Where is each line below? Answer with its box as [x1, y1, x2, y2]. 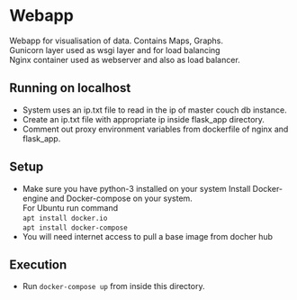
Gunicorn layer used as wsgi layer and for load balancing [9, 44, 220, 55]
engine [22, 193, 49, 204]
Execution [9, 257, 67, 272]
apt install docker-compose [22, 223, 128, 232]
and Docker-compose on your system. [49, 193, 193, 204]
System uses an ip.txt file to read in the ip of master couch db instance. [22, 105, 287, 115]
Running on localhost [9, 80, 131, 95]
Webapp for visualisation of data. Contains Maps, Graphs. [9, 35, 223, 46]
